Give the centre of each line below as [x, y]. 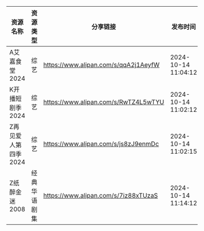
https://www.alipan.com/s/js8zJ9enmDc [101, 144]
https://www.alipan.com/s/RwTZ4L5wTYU [104, 102]
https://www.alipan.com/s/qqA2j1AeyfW [101, 65]
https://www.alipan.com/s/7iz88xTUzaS [101, 195]
